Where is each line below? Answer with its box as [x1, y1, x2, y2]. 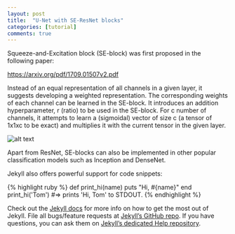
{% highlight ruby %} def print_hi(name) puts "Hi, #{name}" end [7, 183, 192, 192]
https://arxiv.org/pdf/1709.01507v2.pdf [7, 70, 119, 79]
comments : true [7, 30, 52, 37]
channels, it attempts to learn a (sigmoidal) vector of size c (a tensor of [7, 114, 213, 122]
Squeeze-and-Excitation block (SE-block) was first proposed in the [7, 49, 201, 58]
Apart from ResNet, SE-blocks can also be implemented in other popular [7, 148, 216, 157]
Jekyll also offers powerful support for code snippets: [7, 169, 163, 178]
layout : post [7, 10, 46, 18]
